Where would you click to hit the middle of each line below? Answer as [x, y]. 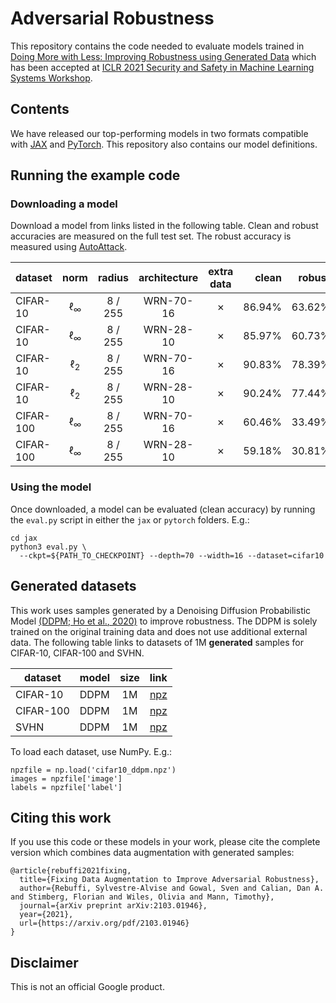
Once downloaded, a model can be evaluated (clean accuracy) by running [163, 509]
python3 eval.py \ [48, 547]
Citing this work [61, 817]
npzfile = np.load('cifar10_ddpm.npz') [93, 770]
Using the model [51, 487]
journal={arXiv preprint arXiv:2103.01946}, [113, 906]
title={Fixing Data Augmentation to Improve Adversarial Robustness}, [169, 880]
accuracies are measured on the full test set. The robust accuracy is [151, 236]
